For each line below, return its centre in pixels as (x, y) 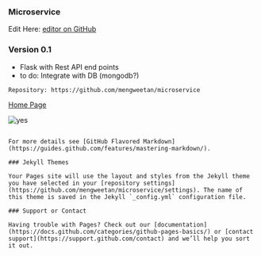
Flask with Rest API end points (69, 67)
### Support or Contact (48, 211)
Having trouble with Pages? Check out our (79, 224)
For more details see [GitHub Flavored (74, 141)
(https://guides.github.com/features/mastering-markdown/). (110, 148)
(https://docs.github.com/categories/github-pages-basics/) (110, 231)
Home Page (27, 105)
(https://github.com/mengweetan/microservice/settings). (104, 190)
